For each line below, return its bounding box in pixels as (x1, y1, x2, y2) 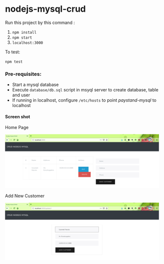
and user (12, 92, 30, 98)
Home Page (5, 125, 29, 131)
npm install (12, 30, 37, 35)
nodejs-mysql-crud (5, 3, 86, 15)
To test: (5, 49, 20, 55)
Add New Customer (5, 193, 45, 198)
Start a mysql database (12, 82, 59, 88)
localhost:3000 (12, 40, 43, 45)
